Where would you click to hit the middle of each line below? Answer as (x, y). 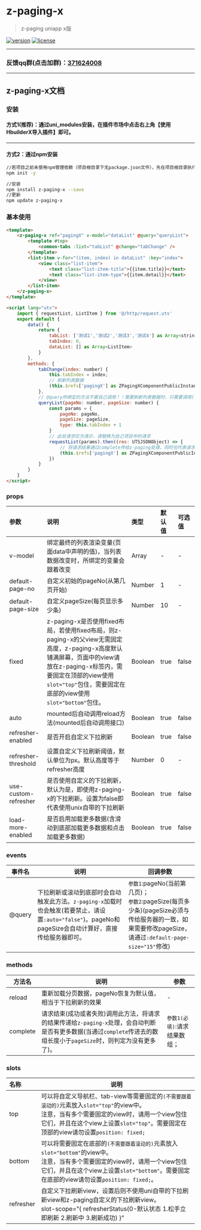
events (16, 855)
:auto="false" (63, 920)
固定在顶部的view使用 (83, 676)
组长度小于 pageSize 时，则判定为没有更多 (99, 1040)
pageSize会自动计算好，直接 (77, 929)
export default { (39, 319)
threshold (22, 764)
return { (49, 330)
